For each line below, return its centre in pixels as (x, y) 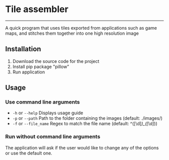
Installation (23, 49)
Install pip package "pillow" (41, 66)
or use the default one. (29, 153)
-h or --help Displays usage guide (48, 113)
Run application (29, 72)
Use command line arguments (43, 102)
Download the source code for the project (56, 61)
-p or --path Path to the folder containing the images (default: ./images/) (87, 118)
